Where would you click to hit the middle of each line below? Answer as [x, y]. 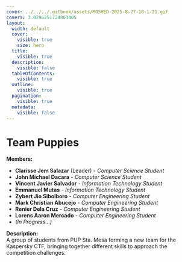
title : [20, 51]
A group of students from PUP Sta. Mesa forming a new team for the [91, 240]
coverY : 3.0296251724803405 [42, 17]
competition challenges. [36, 253]
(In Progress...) [33, 222]
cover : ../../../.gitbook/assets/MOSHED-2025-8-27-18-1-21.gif [87, 12]
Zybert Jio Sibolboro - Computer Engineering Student [82, 196]
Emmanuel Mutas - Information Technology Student [80, 190]
